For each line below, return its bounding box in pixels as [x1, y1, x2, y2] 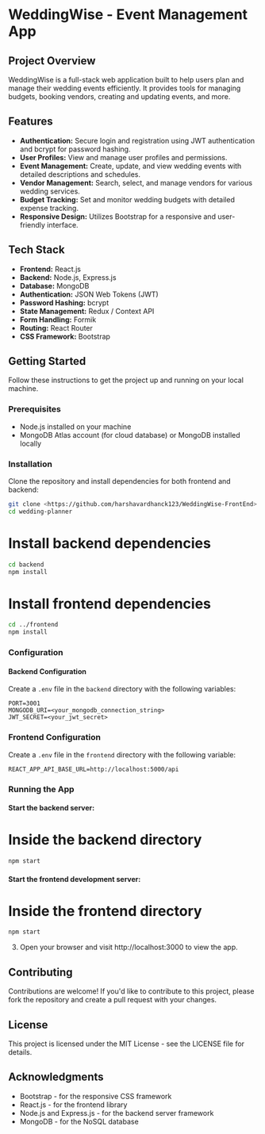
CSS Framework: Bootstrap [19, 331, 111, 341]
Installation [8, 458, 53, 469]
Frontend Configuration [8, 732, 102, 743]
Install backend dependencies [8, 534, 212, 552]
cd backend [8, 561, 44, 569]
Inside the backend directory [8, 831, 202, 849]
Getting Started [8, 354, 86, 368]
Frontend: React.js [19, 264, 82, 274]
